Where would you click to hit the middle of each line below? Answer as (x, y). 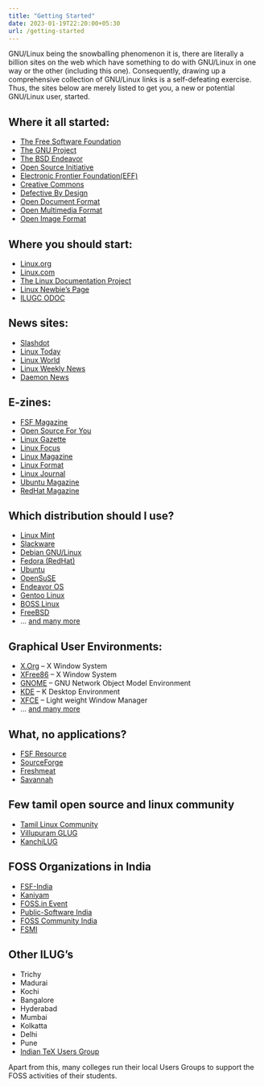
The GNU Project (48, 150)
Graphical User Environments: (85, 646)
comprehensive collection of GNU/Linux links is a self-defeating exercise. (130, 80)
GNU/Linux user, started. (49, 97)
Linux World (40, 359)
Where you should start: (70, 244)
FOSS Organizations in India (80, 867)
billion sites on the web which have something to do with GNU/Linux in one (132, 62)
